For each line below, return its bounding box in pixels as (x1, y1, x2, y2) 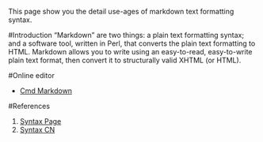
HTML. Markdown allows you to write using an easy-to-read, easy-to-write (8, 47, 253, 56)
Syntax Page (19, 117, 62, 125)
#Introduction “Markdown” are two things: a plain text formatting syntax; (8, 31, 244, 39)
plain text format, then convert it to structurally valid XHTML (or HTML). (8, 55, 242, 65)
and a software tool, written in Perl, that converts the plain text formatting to (8, 39, 256, 48)
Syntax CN (19, 125, 55, 134)
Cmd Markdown (19, 86, 73, 95)
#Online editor (8, 71, 55, 80)
